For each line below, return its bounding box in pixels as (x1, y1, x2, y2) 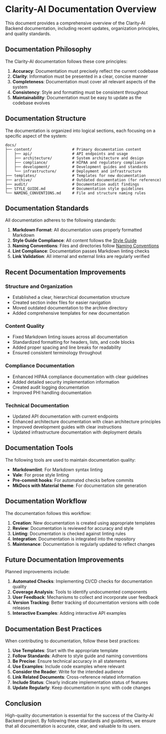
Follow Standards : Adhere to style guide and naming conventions (12, 653, 148, 659)
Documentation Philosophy (5, 45, 92, 53)
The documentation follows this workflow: (5, 510, 91, 516)
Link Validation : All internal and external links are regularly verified (12, 253, 150, 259)
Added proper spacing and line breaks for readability (12, 344, 121, 350)
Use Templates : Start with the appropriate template (12, 648, 119, 654)
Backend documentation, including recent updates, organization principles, (5, 25, 160, 31)
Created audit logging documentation (12, 384, 90, 390)
